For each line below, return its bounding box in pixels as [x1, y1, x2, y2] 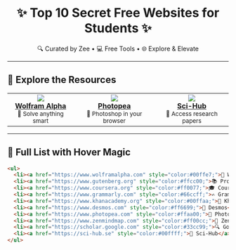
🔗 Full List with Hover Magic [7, 146, 131, 159]
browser [103, 117, 126, 124]
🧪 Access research [166, 110, 218, 117]
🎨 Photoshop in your [86, 110, 143, 117]
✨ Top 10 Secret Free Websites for [16, 5, 220, 21]
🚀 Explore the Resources [7, 74, 117, 86]
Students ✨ [84, 20, 152, 37]
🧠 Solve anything [17, 110, 65, 117]
